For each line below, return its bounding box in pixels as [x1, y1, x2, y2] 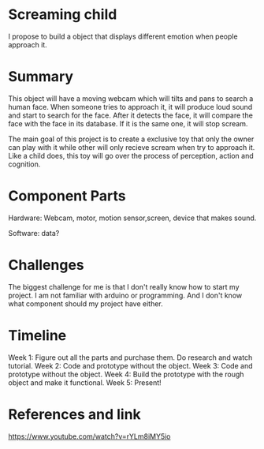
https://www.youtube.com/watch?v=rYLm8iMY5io [8, 432, 171, 441]
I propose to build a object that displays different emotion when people [8, 32, 238, 41]
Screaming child [8, 6, 117, 24]
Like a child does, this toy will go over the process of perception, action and [8, 151, 254, 160]
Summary [8, 68, 73, 86]
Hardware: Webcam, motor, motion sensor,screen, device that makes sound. [8, 213, 257, 223]
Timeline [8, 326, 67, 344]
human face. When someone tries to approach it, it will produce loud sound [8, 102, 253, 111]
